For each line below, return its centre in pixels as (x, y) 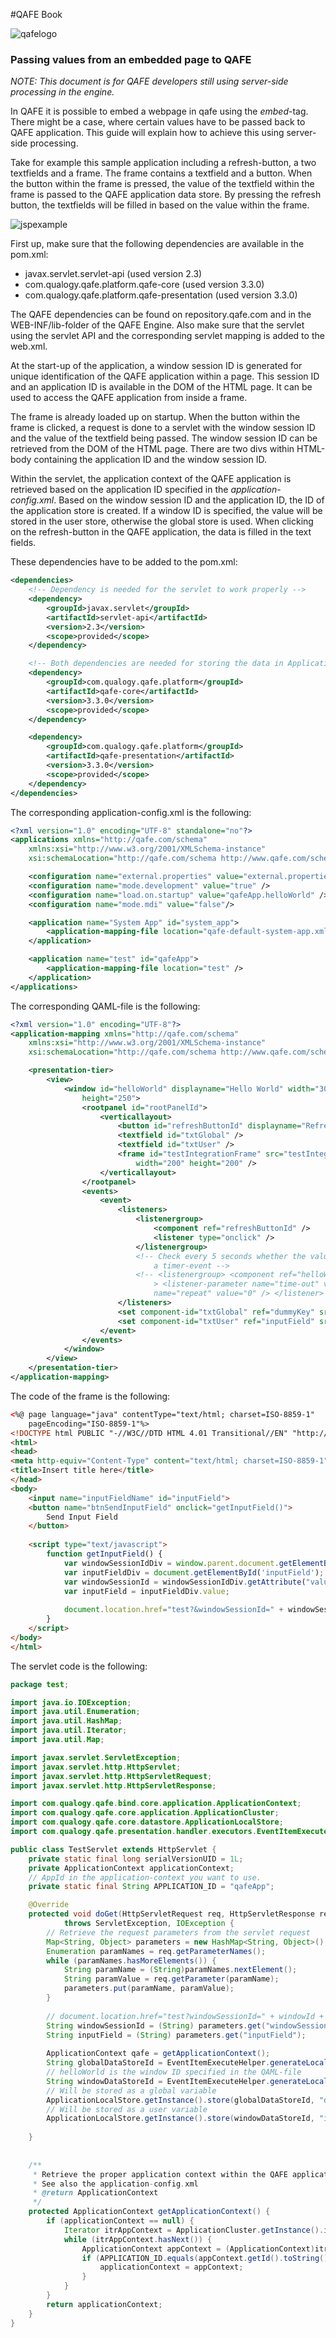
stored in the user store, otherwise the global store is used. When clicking (162, 521)
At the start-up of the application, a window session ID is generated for (156, 366)
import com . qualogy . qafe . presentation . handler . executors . (133, 1832)
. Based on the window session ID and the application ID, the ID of (189, 500)
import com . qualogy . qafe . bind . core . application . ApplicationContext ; (156, 1804)
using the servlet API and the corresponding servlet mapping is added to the (167, 336)
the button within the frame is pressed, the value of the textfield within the (162, 184)
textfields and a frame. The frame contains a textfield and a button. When (161, 173)
